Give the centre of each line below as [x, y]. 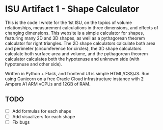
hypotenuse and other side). [34, 64]
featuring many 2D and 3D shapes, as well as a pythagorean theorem [75, 38]
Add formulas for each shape [42, 111]
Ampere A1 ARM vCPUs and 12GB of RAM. [48, 84]
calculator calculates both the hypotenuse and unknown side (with [72, 59]
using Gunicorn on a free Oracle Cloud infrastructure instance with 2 [74, 79]
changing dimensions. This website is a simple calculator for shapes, [75, 33]
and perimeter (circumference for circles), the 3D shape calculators [73, 48]
